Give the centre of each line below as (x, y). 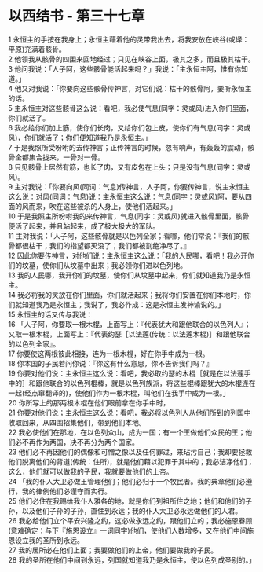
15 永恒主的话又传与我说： (50, 314)
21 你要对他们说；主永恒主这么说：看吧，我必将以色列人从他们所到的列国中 (130, 412)
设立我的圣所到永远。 (49, 540)
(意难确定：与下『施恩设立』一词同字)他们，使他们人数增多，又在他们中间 (128, 530)
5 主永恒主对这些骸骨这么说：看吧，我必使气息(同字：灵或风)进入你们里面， (131, 108)
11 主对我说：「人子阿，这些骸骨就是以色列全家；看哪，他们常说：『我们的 (126, 236)
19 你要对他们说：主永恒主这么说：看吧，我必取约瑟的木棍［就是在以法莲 (126, 373)
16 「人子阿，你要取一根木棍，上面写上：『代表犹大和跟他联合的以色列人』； (130, 324)
